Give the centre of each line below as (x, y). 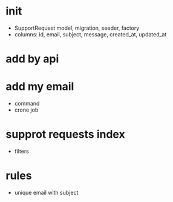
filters (22, 151)
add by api (32, 59)
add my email (40, 87)
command (27, 104)
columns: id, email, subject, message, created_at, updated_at (90, 34)
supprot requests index (65, 134)
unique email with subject (46, 192)
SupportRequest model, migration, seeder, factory (77, 28)
